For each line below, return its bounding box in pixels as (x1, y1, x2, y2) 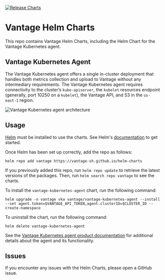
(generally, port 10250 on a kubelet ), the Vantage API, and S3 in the (5, 92, 143, 98)
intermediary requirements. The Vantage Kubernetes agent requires (5, 81, 143, 87)
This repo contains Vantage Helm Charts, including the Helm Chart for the (5, 38, 156, 44)
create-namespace (5, 205, 41, 210)
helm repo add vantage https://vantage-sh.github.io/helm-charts (5, 159, 142, 163)
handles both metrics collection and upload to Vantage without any (5, 76, 142, 82)
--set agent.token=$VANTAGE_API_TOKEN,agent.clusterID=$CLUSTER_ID (5, 201, 147, 206)
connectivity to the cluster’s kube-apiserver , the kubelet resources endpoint (5, 86, 161, 92)
